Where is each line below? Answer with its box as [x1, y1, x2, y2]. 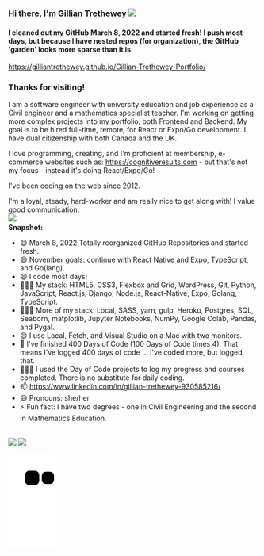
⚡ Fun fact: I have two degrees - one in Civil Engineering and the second [19, 402, 257, 412]
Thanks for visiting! [8, 82, 86, 93]
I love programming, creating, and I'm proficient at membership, [8, 149, 216, 159]
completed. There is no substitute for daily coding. [19, 373, 185, 382]
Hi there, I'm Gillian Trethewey [8, 8, 127, 19]
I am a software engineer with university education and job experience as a [8, 100, 254, 109]
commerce [8, 157, 44, 167]
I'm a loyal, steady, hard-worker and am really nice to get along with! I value [8, 197, 256, 206]
